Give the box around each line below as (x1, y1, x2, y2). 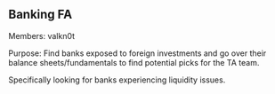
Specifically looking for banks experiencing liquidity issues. (8, 74, 226, 85)
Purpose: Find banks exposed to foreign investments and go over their (8, 48, 267, 59)
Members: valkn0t (8, 30, 76, 41)
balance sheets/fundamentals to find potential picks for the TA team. (8, 57, 260, 67)
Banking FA (8, 7, 73, 22)
